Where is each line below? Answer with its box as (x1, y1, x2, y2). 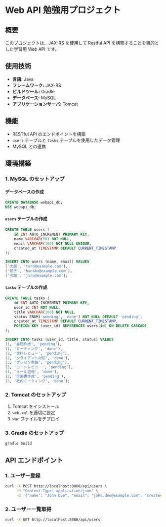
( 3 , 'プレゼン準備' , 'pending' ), (5, 360, 70, 365)
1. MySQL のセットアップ (5, 175, 65, 182)
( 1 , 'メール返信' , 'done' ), (5, 369, 59, 375)
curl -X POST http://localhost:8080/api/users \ (5, 483, 107, 489)
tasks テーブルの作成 (5, 284, 48, 290)
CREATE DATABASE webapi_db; (5, 200, 63, 205)
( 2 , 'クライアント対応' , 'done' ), (5, 355, 70, 360)
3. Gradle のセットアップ (5, 430, 64, 437)
